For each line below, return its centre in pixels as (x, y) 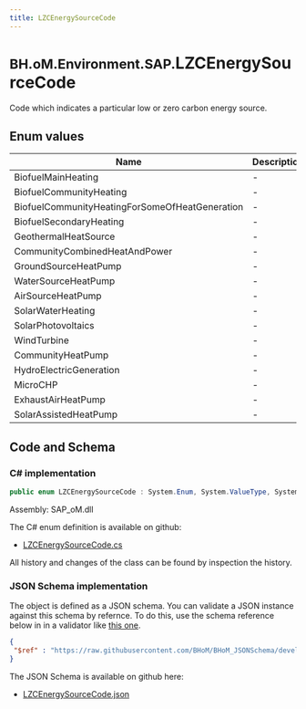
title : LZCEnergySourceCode (63, 18)
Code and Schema (62, 447)
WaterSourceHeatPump (65, 281)
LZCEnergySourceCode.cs (72, 545)
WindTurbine (42, 340)
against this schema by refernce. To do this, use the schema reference (142, 616)
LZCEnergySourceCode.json (76, 693)
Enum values (47, 136)
